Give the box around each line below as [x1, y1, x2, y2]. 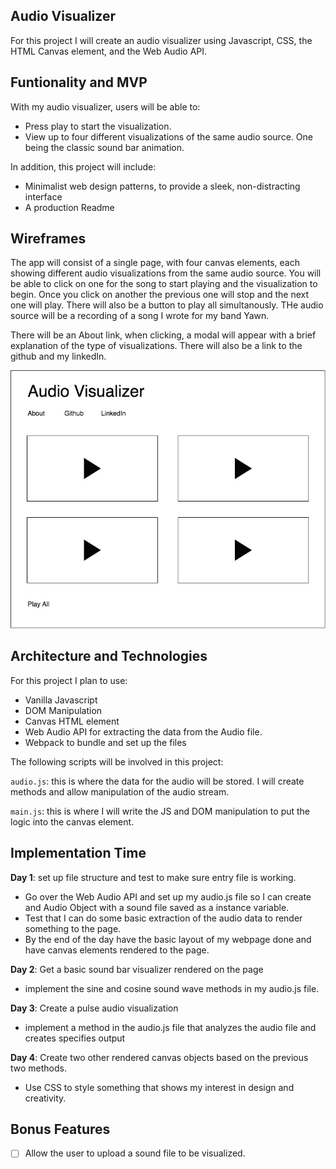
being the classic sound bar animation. [24, 141, 185, 153]
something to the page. [24, 922, 122, 934]
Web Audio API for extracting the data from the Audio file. [24, 725, 263, 738]
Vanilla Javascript [24, 694, 98, 706]
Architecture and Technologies [10, 648, 208, 665]
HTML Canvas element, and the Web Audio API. [10, 45, 208, 57]
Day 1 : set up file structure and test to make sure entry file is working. [10, 871, 297, 883]
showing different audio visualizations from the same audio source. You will [10, 267, 322, 279]
